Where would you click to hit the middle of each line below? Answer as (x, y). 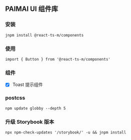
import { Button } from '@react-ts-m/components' (58, 59)
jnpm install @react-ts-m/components (44, 35)
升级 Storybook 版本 (30, 121)
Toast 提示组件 (28, 84)
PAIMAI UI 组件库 (32, 9)
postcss (15, 98)
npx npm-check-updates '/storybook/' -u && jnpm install (66, 132)
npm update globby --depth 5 (35, 108)
